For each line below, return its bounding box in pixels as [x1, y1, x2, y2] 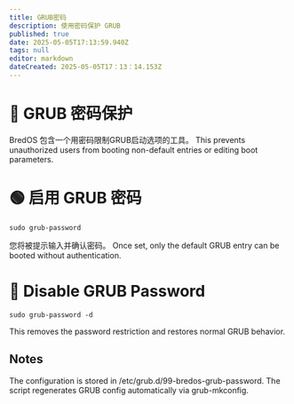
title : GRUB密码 [9, 12, 67, 22]
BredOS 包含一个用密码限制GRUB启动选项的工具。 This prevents [9, 134, 246, 145]
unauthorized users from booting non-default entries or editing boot [9, 144, 258, 155]
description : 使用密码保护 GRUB [9, 21, 122, 30]
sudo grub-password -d [9, 310, 93, 320]
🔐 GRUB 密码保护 [9, 104, 133, 124]
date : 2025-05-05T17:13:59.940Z [9, 37, 129, 47]
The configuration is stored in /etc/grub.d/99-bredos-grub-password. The [9, 375, 282, 386]
